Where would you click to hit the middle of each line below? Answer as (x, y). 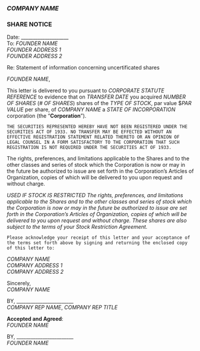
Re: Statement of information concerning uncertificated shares (83, 68)
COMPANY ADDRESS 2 (35, 272)
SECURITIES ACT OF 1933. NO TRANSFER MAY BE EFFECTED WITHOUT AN (89, 132)
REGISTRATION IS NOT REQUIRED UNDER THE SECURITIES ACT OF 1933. (89, 148)
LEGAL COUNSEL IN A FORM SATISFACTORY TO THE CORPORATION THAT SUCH (93, 143)
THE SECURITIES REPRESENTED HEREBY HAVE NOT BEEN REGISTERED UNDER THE (97, 127)
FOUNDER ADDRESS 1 (34, 50)
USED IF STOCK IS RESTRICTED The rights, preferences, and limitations (95, 195)
